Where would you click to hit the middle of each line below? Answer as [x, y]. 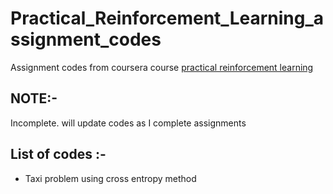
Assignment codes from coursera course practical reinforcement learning [162, 67]
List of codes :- [58, 154]
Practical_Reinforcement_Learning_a [167, 18]
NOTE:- [34, 98]
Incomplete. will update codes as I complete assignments [128, 123]
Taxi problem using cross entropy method [110, 178]
